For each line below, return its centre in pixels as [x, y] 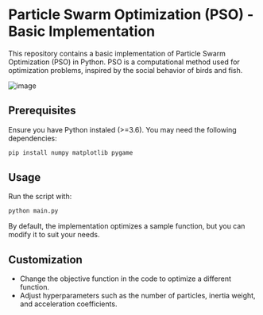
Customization [46, 259]
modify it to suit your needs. [54, 235]
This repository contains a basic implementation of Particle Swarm [117, 53]
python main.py [33, 211]
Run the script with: [40, 197]
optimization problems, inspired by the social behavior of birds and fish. [126, 70]
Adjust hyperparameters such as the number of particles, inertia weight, [137, 296]
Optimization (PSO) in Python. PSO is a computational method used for [124, 62]
